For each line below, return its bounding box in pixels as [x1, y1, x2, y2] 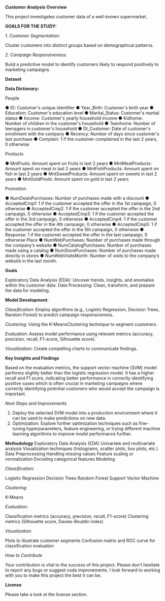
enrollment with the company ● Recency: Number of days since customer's [5, 131, 160, 137]
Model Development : [5, 297, 49, 303]
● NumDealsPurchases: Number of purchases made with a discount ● [5, 195, 149, 201]
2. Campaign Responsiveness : [5, 52, 67, 58]
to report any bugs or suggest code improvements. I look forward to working [5, 567, 161, 573]
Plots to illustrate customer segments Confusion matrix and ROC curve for [5, 538, 156, 543]
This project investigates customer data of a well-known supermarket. [5, 14, 148, 19]
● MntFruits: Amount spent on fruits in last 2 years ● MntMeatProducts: [5, 160, 152, 166]
